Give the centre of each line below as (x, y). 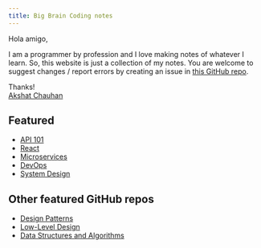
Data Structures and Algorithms (72, 236)
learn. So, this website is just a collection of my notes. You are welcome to (131, 63)
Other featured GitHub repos (81, 199)
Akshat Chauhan (36, 95)
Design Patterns (47, 218)
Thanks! (22, 87)
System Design (45, 174)
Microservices (44, 157)
